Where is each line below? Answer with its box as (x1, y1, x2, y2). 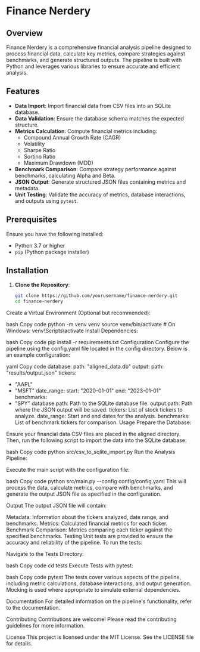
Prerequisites (6, 215, 57, 225)
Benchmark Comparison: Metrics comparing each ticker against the (6, 526, 173, 533)
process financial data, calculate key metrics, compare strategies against (6, 50, 186, 57)
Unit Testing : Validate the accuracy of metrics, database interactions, (14, 191, 186, 198)
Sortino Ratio (23, 153, 56, 160)
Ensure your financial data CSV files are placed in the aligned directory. (6, 431, 181, 438)
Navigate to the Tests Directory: (6, 551, 85, 558)
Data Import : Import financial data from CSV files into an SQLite (14, 102, 171, 109)
